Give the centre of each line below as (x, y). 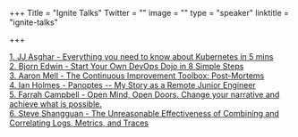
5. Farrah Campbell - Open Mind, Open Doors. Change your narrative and (145, 94)
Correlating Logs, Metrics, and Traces (79, 123)
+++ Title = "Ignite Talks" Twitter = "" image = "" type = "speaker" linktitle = (149, 13)
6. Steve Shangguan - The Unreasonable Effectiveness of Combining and (145, 113)
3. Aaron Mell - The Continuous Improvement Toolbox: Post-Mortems (137, 76)
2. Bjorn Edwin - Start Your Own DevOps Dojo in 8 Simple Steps (127, 66)
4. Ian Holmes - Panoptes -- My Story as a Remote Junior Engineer (133, 85)
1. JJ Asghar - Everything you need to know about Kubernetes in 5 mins (141, 56)
